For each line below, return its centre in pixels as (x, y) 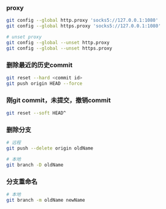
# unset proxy (24, 37)
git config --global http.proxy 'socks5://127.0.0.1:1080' (82, 21)
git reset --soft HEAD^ (36, 113)
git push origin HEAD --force (45, 83)
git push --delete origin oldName (50, 148)
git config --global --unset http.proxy (58, 42)
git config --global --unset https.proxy (59, 48)
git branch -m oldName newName (46, 200)
